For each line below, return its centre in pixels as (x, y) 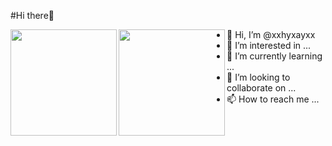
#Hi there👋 (32, 15)
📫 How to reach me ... (273, 99)
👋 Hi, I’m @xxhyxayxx (271, 34)
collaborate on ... (261, 88)
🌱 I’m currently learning (274, 56)
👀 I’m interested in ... (269, 45)
